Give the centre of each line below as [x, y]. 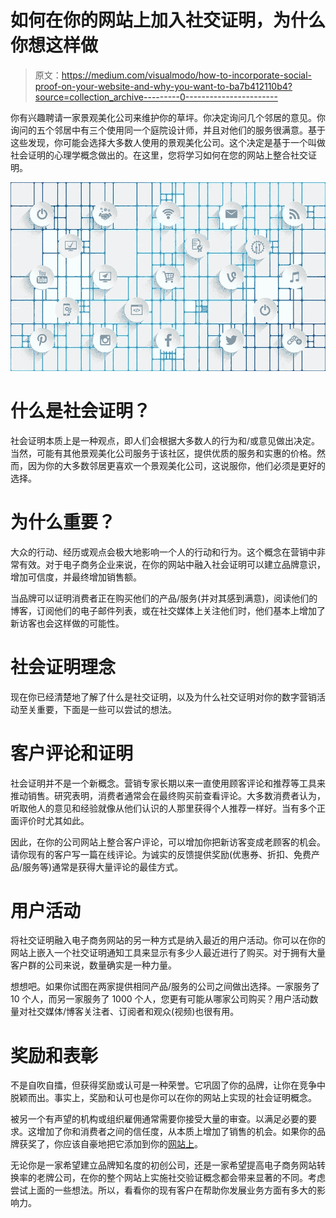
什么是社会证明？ [81, 410]
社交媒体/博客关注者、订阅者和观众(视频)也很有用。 [133, 1012]
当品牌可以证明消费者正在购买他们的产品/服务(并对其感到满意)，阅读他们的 [164, 598]
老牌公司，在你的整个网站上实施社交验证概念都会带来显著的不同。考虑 [181, 1178]
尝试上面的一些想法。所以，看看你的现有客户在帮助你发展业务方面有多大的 [163, 1190]
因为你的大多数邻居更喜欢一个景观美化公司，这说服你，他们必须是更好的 [176, 465]
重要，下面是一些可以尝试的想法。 [106, 709]
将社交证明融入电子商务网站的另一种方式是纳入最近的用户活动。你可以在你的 [168, 940]
